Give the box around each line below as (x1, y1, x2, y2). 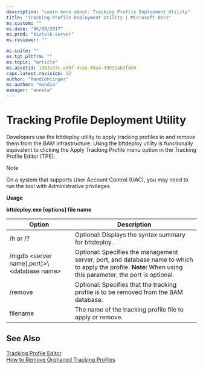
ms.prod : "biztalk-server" (6, 31, 74, 38)
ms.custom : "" (6, 20, 42, 26)
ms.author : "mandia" (6, 82, 59, 88)
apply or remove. (74, 313, 123, 321)
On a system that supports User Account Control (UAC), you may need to (6, 176, 189, 183)
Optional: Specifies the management (74, 247, 178, 256)
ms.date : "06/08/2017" (6, 25, 63, 32)
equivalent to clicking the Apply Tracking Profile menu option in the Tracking (6, 146, 196, 153)
